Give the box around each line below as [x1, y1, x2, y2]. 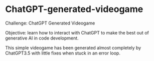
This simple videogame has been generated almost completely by [5, 44, 141, 50]
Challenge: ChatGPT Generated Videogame [5, 20, 95, 26]
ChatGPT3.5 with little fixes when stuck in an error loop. [5, 50, 120, 56]
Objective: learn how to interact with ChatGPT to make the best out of [5, 29, 149, 35]
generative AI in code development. [5, 35, 79, 41]
